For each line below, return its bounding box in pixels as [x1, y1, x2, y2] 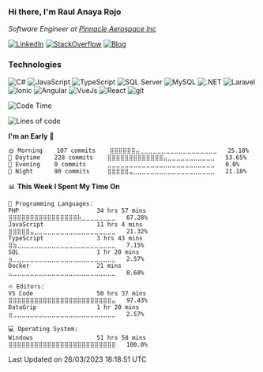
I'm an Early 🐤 [8, 131, 54, 140]
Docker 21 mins [8, 262, 122, 270]
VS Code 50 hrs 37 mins [8, 289, 147, 297]
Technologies [8, 59, 62, 70]
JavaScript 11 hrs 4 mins [8, 220, 144, 229]
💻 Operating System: [8, 325, 79, 333]
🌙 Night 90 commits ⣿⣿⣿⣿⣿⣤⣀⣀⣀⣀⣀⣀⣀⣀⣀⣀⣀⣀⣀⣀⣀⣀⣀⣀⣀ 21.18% [8, 167, 247, 175]
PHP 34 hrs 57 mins [8, 206, 147, 214]
